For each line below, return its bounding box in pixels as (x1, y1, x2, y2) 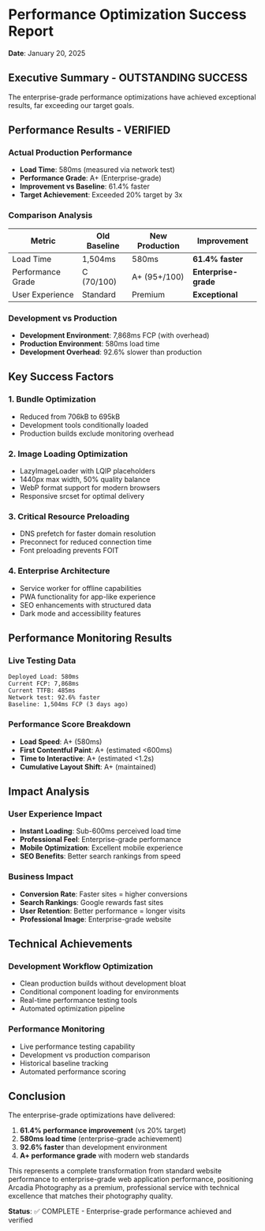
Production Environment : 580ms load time (19, 339, 160, 349)
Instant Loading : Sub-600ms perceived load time (19, 826, 181, 836)
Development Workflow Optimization (8, 960, 154, 971)
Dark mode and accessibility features (19, 608, 141, 618)
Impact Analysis (8, 784, 90, 798)
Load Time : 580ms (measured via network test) (19, 165, 175, 174)
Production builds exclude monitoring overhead (19, 428, 174, 438)
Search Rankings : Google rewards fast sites (19, 897, 164, 907)
